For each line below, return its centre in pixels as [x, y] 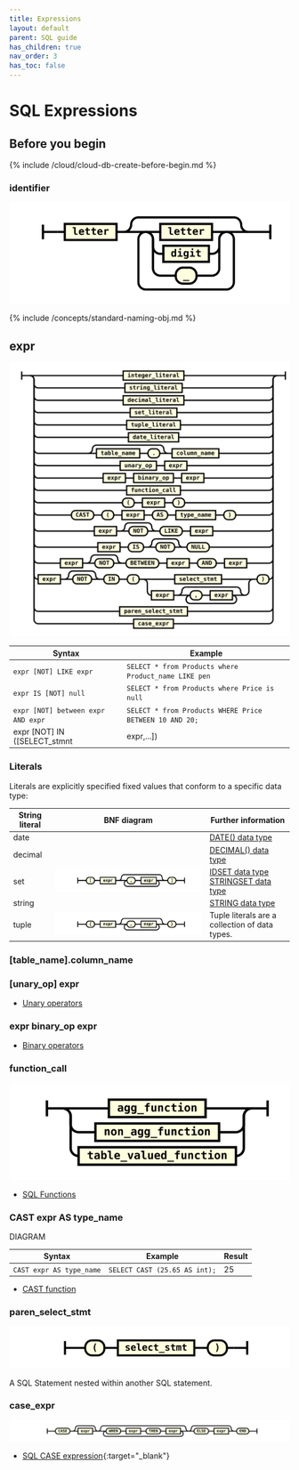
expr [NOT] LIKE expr [53, 672]
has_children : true [45, 47]
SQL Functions [49, 1194]
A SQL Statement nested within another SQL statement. [111, 1383]
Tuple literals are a [243, 916]
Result [236, 1256]
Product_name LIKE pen [169, 676]
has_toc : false [37, 66]
